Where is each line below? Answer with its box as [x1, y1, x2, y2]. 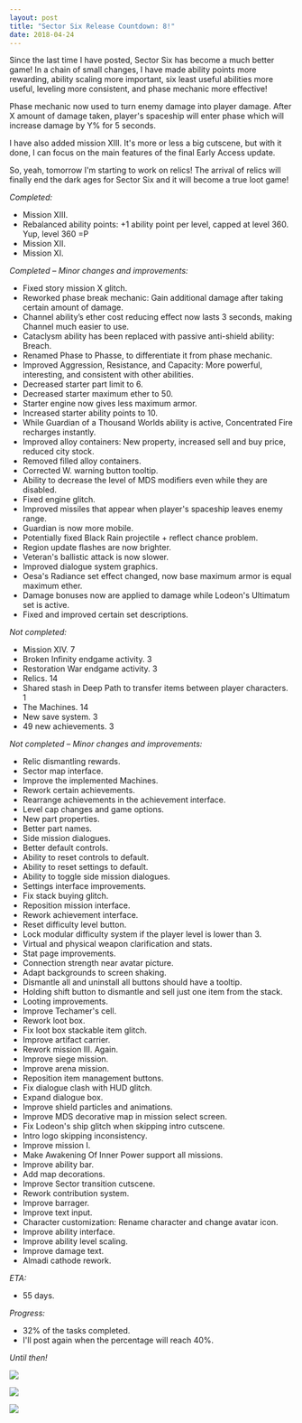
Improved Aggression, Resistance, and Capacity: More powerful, [22, 360, 263, 370]
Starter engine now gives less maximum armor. [22, 398, 197, 409]
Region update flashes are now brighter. [22, 542, 171, 553]
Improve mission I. [22, 1140, 91, 1151]
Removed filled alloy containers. [22, 455, 142, 466]
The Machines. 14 [22, 702, 88, 713]
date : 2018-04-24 [9, 30, 75, 39]
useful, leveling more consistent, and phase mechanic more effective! [9, 83, 268, 95]
